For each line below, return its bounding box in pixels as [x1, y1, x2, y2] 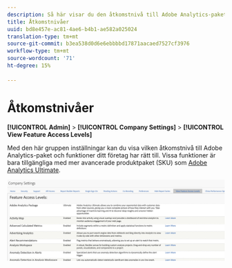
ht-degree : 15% [7, 62, 51, 69]
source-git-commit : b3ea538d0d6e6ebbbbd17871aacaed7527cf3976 [7, 40, 190, 48]
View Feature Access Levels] [7, 130, 93, 138]
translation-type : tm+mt [7, 33, 79, 40]
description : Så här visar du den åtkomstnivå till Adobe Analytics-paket [7, 11, 227, 18]
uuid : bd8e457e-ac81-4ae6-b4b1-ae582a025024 [7, 26, 137, 32]
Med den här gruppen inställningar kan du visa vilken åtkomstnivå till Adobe [7, 144, 223, 152]
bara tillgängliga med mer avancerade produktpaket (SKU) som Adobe [7, 158, 208, 166]
